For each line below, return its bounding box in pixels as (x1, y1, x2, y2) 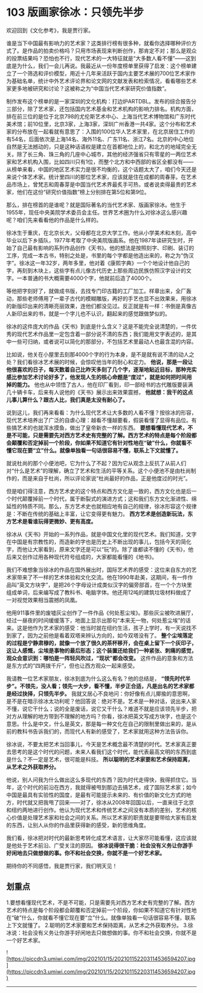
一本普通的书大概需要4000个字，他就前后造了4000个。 (16, 274, 155, 282)
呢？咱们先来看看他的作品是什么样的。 (6, 216, 101, 224)
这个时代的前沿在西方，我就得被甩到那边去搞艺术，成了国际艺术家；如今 (16, 783, 197, 791)
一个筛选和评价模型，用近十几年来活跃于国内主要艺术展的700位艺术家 (16, 70, 191, 77)
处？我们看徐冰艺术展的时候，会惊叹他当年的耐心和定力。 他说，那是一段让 (6, 358, 193, 366)
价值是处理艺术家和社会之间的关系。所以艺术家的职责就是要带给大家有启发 (11, 813, 197, 821)
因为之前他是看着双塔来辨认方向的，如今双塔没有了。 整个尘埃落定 (27, 632, 193, 639)
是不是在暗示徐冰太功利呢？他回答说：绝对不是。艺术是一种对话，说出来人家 (6, 697, 197, 705)
